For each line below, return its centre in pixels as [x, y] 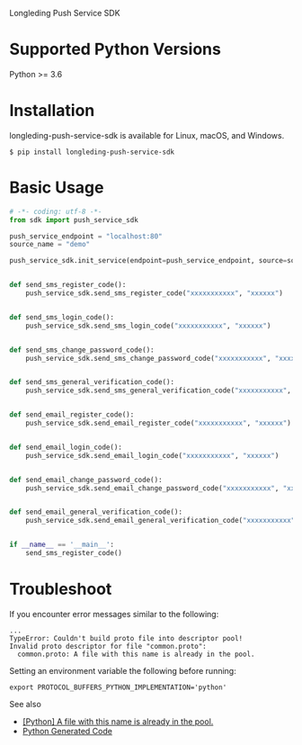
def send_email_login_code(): [66, 447]
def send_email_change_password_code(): [86, 480]
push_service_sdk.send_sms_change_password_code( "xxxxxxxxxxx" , [148, 358]
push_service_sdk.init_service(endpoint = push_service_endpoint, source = [148, 261]
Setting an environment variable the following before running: [123, 670]
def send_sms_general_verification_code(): [92, 382]
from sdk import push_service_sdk [74, 220]
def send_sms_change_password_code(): [82, 350]
